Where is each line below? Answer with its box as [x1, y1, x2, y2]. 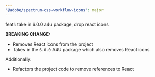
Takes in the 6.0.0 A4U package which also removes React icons [12, 46, 150, 52]
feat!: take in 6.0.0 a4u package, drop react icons [5, 21, 109, 27]
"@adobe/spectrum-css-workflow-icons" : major [5, 7, 104, 13]
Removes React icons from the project [12, 41, 93, 47]
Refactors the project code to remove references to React [12, 66, 134, 72]
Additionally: [5, 56, 32, 62]
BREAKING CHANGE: [5, 31, 51, 37]
